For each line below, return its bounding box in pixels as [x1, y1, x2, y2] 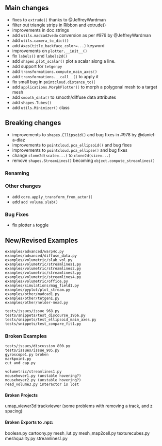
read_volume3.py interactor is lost [5, 382, 79, 387]
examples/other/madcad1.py [5, 291, 60, 296]
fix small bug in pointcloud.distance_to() [12, 79, 96, 85]
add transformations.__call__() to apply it [12, 73, 98, 79]
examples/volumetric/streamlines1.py [5, 262, 81, 267]
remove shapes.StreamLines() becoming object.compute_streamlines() [12, 158, 155, 163]
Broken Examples [5, 333, 47, 339]
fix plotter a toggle [12, 222, 49, 228]
